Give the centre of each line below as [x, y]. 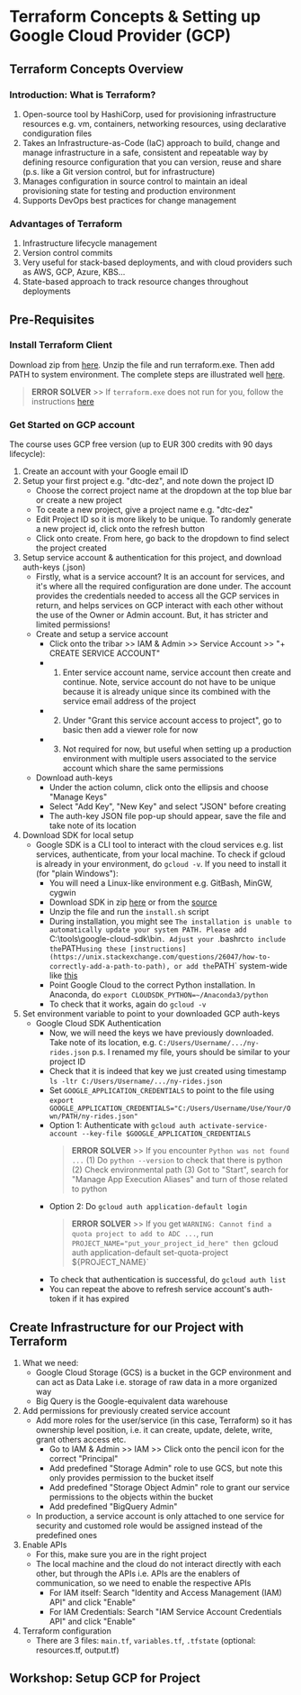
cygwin [62, 893]
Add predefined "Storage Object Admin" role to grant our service [169, 1487]
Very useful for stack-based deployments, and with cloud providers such [157, 262]
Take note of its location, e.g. [103, 1043]
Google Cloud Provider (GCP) [120, 36]
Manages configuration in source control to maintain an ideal [135, 181]
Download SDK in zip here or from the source [133, 902]
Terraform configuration [67, 1631]
